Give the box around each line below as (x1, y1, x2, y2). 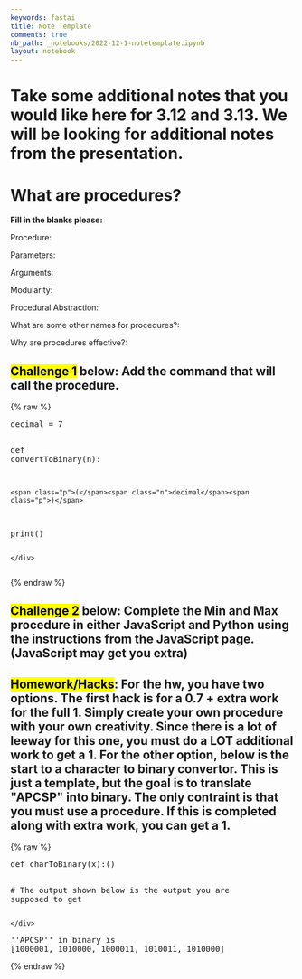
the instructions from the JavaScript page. (10, 632, 255, 647)
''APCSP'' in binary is (10, 935, 116, 946)
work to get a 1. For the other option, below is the (10, 747, 290, 762)
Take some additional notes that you (10, 86, 288, 107)
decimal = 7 (10, 419, 63, 429)
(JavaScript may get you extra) (10, 645, 188, 661)
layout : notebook (10, 47, 76, 56)
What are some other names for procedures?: (10, 320, 180, 331)
